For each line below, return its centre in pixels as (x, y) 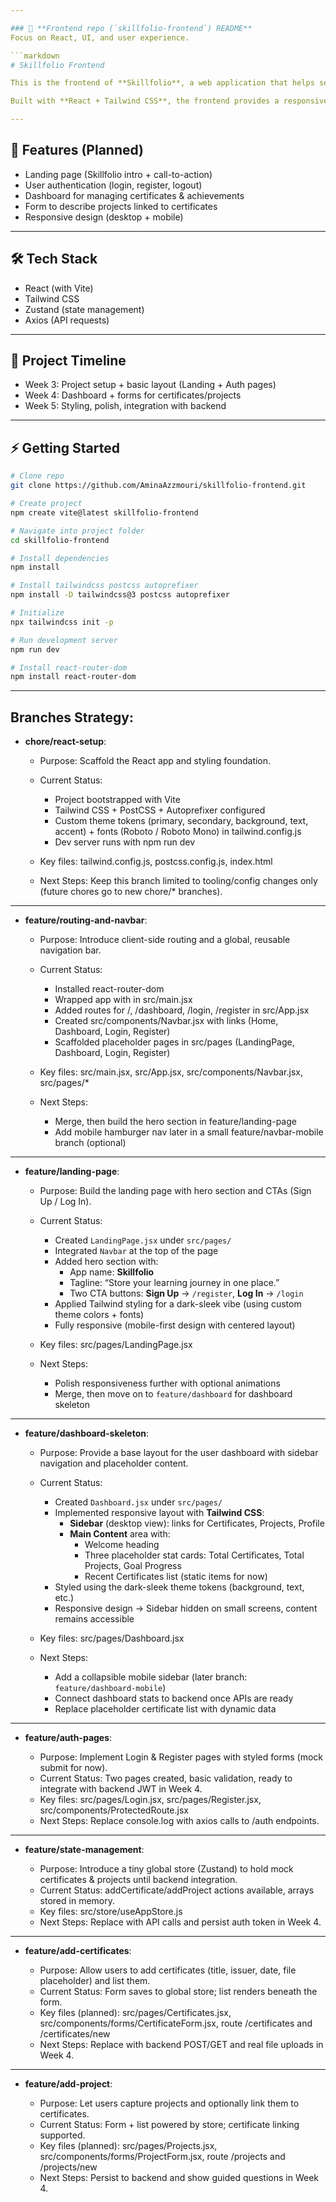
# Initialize (37, 613)
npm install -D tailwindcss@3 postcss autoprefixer (120, 595)
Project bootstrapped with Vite (117, 800)
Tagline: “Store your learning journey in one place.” (174, 1283)
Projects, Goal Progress (133, 1566)
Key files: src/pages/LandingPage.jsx (116, 1345)
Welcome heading (122, 1545)
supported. (62, 2135)
